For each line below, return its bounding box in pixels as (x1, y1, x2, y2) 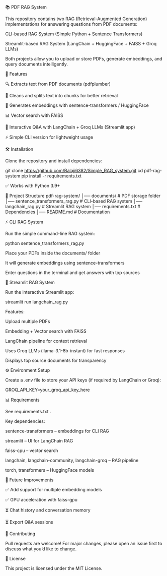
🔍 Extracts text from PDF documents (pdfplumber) (5, 81, 111, 87)
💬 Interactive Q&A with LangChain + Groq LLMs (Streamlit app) (5, 124, 135, 130)
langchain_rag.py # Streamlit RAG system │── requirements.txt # (5, 204, 141, 209)
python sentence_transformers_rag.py (5, 240, 85, 246)
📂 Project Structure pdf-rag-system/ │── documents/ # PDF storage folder (5, 193, 161, 199)
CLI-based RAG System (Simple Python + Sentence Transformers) (5, 31, 143, 37)
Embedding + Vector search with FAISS (5, 328, 87, 334)
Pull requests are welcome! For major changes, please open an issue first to (5, 541, 162, 546)
